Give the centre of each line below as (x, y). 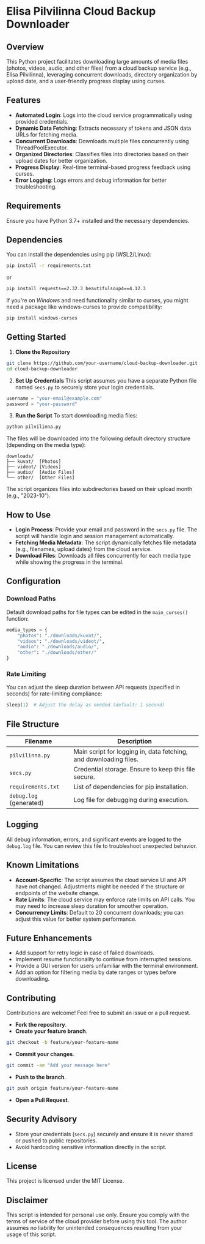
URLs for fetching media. (46, 134)
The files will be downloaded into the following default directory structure (99, 438)
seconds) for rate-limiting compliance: (54, 694)
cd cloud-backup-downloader (42, 369)
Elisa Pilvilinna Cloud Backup (81, 11)
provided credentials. (42, 121)
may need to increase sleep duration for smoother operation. (92, 906)
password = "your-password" (42, 404)
